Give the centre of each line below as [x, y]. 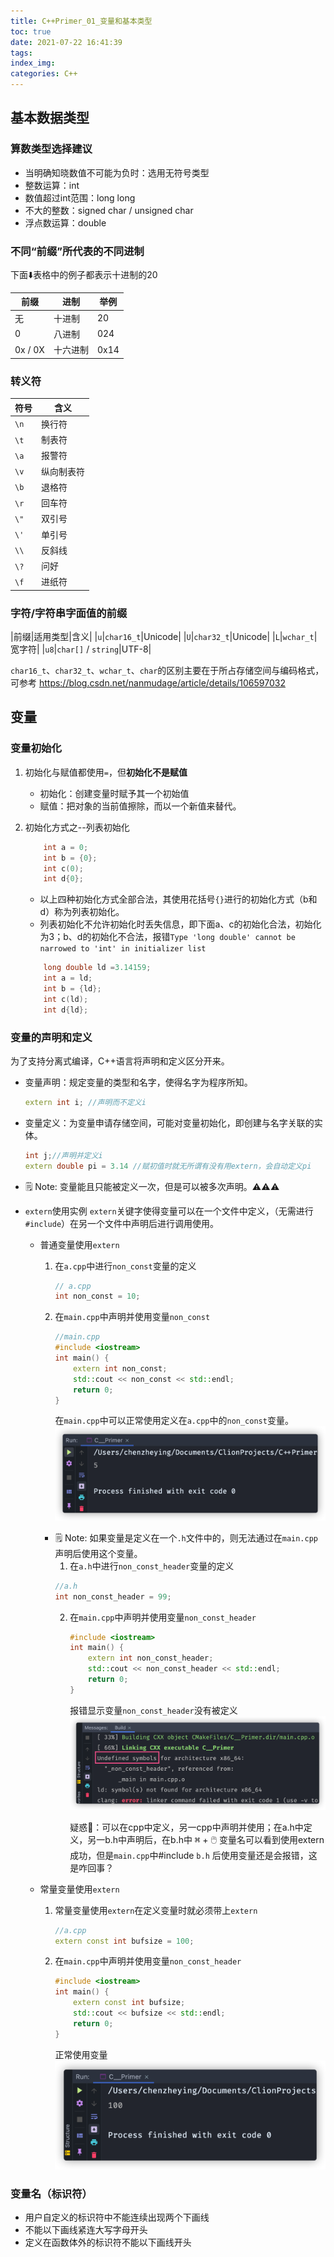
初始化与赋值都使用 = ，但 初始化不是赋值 [106, 772]
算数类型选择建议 [51, 149]
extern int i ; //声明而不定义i [85, 1102]
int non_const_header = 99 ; [113, 1596]
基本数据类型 [50, 118]
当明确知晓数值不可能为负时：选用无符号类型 [117, 172]
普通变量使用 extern [79, 1244]
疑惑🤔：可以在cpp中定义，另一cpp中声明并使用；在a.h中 [186, 1827]
